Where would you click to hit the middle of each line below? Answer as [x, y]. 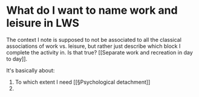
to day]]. [17, 59]
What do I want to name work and [92, 10]
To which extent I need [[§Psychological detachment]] [83, 82]
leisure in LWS [43, 23]
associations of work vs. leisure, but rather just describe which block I [93, 46]
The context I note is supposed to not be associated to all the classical [94, 40]
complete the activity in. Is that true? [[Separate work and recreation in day [99, 52]
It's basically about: [31, 70]
